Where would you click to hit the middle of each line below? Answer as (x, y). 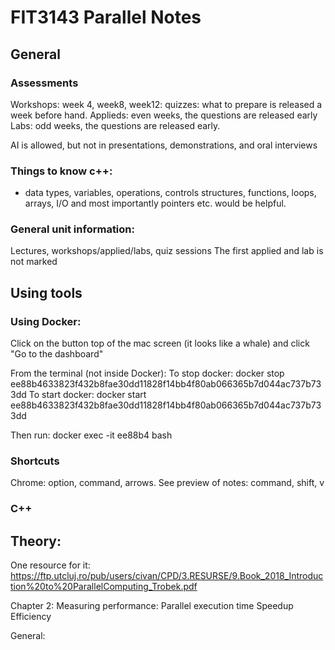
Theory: (36, 541)
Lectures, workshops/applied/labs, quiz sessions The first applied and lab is (167, 251)
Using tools (46, 292)
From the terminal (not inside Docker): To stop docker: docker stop (147, 373)
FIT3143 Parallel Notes (106, 17)
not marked (34, 262)
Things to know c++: (61, 171)
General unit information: (72, 229)
